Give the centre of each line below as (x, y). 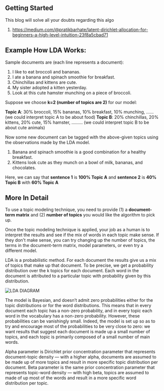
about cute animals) (25, 127)
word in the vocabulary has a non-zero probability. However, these (72, 316)
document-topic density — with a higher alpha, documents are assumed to (81, 357)
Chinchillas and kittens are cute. (45, 82)
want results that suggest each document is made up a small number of (78, 332)
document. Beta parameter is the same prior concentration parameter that (80, 367)
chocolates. (24, 168)
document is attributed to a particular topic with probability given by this (78, 276)
